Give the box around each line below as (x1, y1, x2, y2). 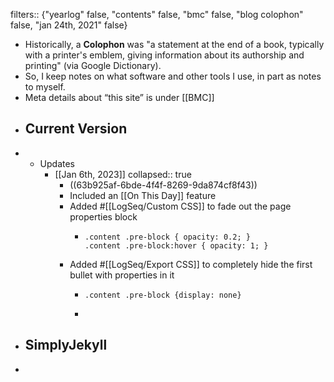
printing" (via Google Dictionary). (24, 60, 162, 71)
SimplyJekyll (24, 337, 108, 354)
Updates (39, 157, 76, 169)
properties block (69, 210, 138, 223)
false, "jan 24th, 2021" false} (10, 19, 128, 31)
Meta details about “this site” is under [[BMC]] (24, 92, 215, 103)
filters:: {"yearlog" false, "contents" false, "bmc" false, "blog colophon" (10, 9, 304, 20)
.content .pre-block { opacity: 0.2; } (84, 232, 251, 242)
